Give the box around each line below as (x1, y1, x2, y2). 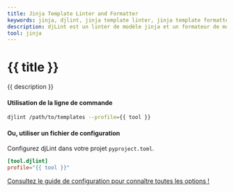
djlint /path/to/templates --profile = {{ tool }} (7, 114, 151, 121)
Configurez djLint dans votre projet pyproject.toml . (7, 144, 155, 153)
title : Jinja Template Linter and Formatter (7, 10, 139, 17)
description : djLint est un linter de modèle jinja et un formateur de (7, 23, 219, 30)
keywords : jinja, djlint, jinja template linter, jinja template (7, 17, 201, 24)
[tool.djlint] (7, 158, 49, 165)
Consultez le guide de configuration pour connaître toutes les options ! (7, 177, 210, 185)
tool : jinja (7, 29, 42, 37)
